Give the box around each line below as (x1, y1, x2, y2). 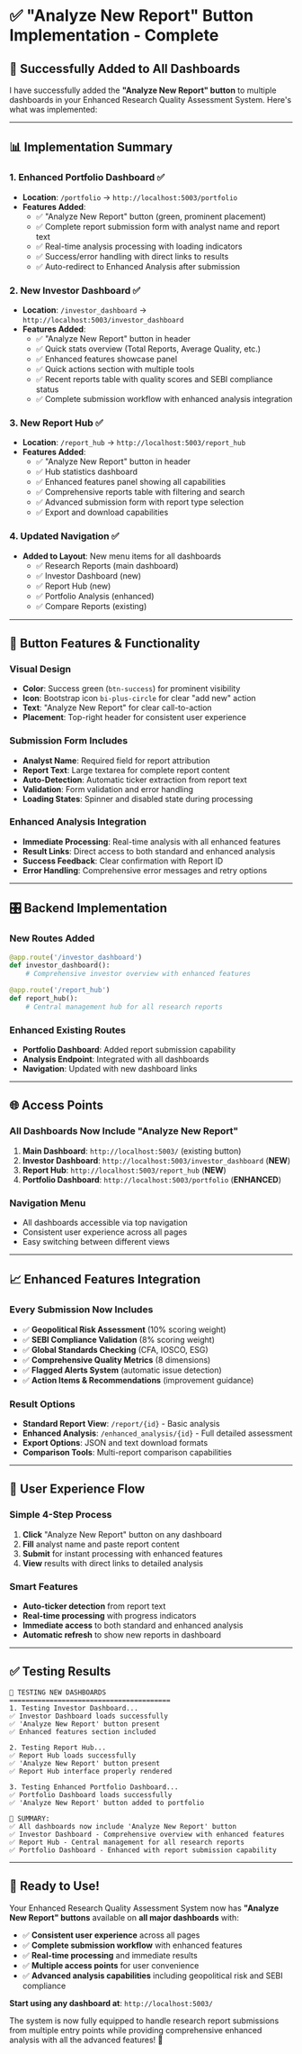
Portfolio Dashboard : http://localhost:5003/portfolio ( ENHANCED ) (22, 1173, 281, 1185)
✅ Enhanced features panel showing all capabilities (35, 477, 226, 488)
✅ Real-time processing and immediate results (22, 1949, 198, 1960)
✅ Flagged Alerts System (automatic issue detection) (22, 1365, 222, 1375)
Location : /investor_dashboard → (22, 304, 147, 315)
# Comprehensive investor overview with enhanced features (25, 970, 252, 979)
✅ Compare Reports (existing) (35, 600, 147, 611)
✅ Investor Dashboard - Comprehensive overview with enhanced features (9, 1830, 285, 1839)
